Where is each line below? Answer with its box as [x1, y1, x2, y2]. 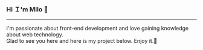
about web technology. [6, 31, 63, 38]
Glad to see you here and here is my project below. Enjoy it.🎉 [6, 37, 158, 45]
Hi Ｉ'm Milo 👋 [6, 5, 48, 13]
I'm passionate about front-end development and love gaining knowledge [6, 25, 189, 32]
